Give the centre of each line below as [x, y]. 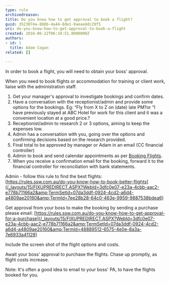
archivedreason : [22, 15]
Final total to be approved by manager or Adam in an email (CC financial [88, 145]
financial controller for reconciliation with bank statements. [74, 166]
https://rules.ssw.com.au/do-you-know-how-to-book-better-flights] [78, 182]
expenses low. [28, 129]
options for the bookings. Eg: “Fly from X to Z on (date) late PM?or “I [84, 107]
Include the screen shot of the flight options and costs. [62, 244]
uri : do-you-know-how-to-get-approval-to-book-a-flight [65, 29]
